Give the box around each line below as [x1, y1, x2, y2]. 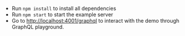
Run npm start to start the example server [11, 11, 113, 18]
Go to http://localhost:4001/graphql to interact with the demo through [11, 17, 180, 24]
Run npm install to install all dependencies [11, 5, 116, 12]
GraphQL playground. [11, 23, 65, 30]
